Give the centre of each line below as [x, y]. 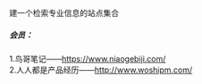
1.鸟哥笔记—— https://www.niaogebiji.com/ [88, 58]
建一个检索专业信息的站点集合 [64, 13]
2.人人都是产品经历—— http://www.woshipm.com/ [101, 70]
